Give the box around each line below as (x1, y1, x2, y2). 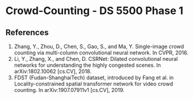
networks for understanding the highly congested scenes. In (14, 62, 162, 69)
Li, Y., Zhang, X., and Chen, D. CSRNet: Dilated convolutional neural (14, 56, 178, 62)
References (5, 28, 49, 37)
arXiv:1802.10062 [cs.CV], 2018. (14, 68, 92, 74)
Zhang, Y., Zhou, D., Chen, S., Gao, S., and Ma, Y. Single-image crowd (14, 43, 184, 50)
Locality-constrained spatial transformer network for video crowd (14, 80, 173, 87)
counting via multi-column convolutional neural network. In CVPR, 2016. (14, 49, 189, 56)
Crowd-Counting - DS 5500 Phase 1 (5, 4, 183, 18)
